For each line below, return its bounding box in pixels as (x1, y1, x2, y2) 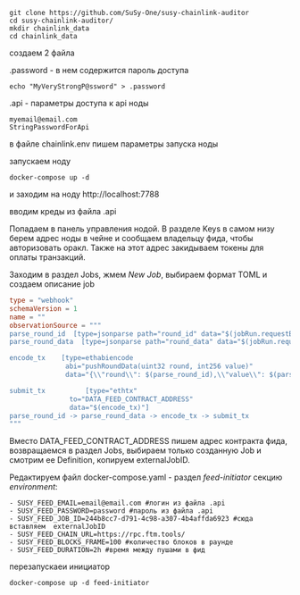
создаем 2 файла (9, 47, 75, 58)
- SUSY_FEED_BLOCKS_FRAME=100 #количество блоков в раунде (9, 538, 234, 547)
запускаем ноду (9, 156, 71, 166)
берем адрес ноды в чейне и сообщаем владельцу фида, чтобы (9, 233, 254, 243)
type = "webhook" (9, 296, 74, 305)
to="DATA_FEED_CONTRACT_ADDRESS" (69, 394, 194, 404)
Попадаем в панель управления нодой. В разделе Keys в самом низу (9, 223, 275, 234)
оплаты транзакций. (9, 252, 87, 263)
